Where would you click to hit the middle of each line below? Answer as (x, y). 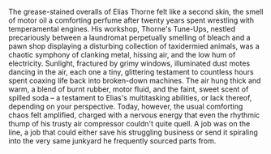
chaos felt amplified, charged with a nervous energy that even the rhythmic (134, 115)
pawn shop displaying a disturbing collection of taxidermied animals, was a (134, 46)
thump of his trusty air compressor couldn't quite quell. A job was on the (129, 124)
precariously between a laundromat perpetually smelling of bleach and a (129, 37)
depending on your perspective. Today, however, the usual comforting (126, 106)
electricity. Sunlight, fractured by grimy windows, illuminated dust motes (129, 63)
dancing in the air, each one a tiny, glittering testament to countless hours (131, 72)
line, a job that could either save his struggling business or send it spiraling (133, 132)
